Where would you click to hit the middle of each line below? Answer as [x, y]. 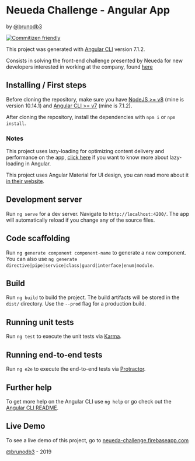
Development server [44, 200]
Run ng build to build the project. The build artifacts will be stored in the [93, 297]
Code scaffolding [38, 238]
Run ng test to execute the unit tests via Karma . [64, 336]
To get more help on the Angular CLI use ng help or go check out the [89, 401]
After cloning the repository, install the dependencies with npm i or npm [91, 117]
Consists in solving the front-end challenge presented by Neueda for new [94, 60]
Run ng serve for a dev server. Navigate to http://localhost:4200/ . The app [98, 213]
